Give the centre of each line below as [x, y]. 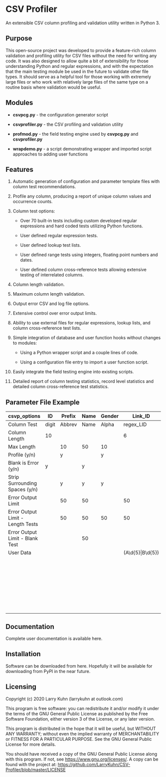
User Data [20, 553]
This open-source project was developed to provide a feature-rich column [81, 50]
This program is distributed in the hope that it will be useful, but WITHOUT [81, 728]
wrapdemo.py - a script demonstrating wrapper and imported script [82, 149]
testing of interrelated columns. [52, 275]
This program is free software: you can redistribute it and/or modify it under [82, 708]
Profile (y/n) [22, 455]
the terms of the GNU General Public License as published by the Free [77, 714]
